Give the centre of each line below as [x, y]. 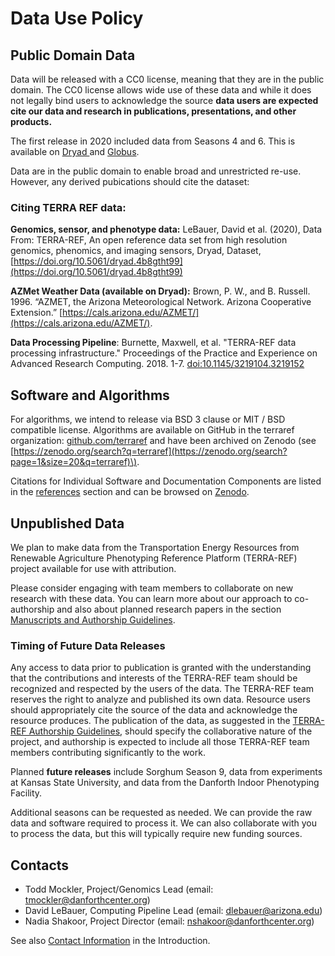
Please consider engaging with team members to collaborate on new [152, 588]
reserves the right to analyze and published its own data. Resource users [160, 699]
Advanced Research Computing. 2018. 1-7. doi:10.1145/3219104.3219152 [157, 364]
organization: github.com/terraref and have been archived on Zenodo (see [163, 441]
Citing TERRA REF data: [68, 207]
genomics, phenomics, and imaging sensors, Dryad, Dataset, [136, 251]
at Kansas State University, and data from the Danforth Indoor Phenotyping [165, 783]
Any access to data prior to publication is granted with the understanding [161, 668]
